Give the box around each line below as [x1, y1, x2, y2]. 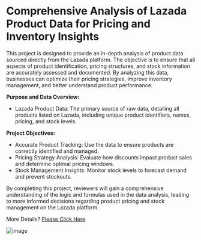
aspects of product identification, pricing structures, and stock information [6, 62, 191, 70]
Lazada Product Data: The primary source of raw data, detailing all [14, 105, 179, 112]
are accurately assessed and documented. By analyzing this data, [6, 69, 169, 76]
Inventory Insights [6, 30, 100, 43]
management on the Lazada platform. [6, 203, 99, 211]
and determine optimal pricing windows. [14, 160, 115, 167]
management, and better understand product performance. [6, 81, 153, 88]
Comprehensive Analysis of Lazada [6, 4, 187, 18]
